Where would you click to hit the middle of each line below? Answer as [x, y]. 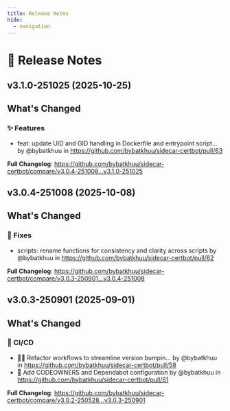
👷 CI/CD [21, 342]
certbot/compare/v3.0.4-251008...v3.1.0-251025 [75, 171]
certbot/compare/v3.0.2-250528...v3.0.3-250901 [76, 400]
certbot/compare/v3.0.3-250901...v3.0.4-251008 [76, 278]
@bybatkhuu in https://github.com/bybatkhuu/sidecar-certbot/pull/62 [115, 257]
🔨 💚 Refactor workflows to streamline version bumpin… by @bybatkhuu [117, 357]
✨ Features [26, 128]
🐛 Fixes [20, 235]
